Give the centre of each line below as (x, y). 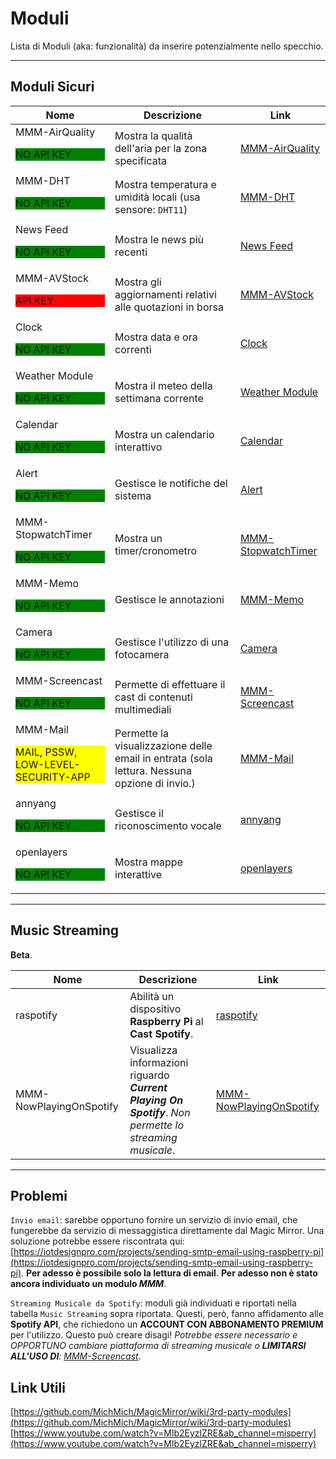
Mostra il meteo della (163, 385)
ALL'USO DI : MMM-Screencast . (76, 1356)
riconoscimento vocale (168, 825)
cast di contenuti (153, 697)
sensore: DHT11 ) (151, 209)
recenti (131, 252)
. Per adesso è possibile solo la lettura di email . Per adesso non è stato (169, 1273)
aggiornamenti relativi (165, 294)
